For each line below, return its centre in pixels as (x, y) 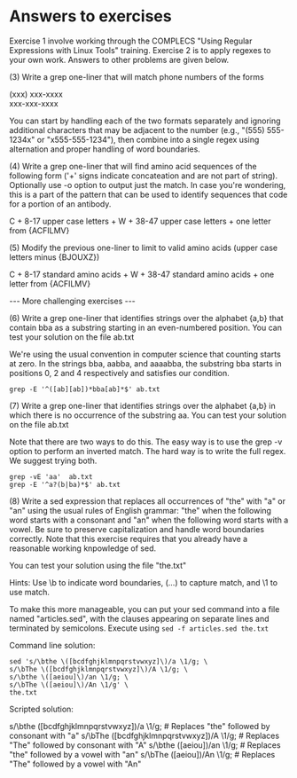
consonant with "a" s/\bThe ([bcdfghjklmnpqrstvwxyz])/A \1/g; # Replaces (145, 735)
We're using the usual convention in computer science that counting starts (145, 354)
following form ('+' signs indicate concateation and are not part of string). (143, 176)
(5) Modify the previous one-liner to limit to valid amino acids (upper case (144, 248)
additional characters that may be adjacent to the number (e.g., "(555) (137, 130)
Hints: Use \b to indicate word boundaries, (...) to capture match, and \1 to (143, 582)
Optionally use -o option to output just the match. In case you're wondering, (148, 185)
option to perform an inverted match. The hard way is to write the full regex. (148, 451)
